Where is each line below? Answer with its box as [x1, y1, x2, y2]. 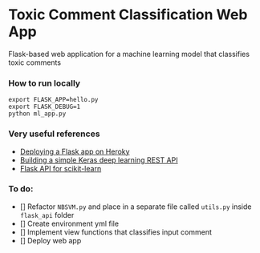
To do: [8, 183, 34, 195]
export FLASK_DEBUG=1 [8, 102, 81, 111]
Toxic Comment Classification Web [8, 6, 248, 24]
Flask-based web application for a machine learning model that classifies [8, 49, 250, 58]
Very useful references [8, 128, 100, 139]
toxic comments [8, 58, 62, 67]
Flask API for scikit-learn [19, 163, 102, 173]
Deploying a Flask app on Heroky [19, 147, 130, 156]
